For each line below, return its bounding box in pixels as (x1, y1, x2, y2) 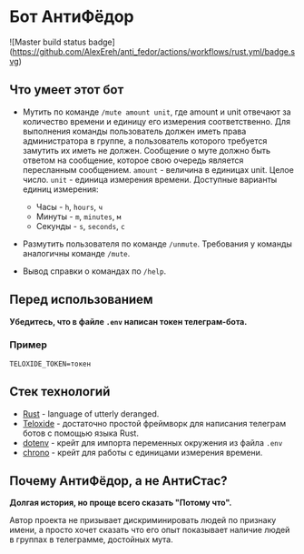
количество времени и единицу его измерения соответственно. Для (22, 116, 290, 126)
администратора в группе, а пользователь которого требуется (22, 135, 268, 146)
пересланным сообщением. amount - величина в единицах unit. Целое (22, 164, 295, 175)
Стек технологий (9, 384, 111, 399)
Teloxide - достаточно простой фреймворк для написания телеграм (22, 418, 287, 428)
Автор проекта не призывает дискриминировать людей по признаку (9, 515, 277, 526)
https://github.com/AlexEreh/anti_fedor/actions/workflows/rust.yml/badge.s (12, 45, 296, 56)
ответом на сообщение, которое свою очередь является (22, 155, 244, 166)
